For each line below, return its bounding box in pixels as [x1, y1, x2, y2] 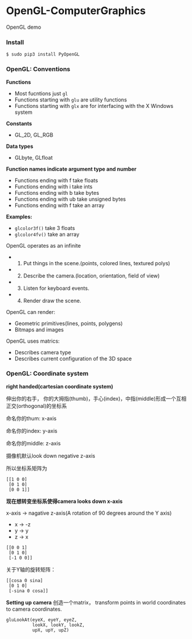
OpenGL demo [6, 23, 42, 31]
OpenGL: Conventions [6, 65, 71, 73]
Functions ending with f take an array [14, 201, 105, 209]
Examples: [6, 213, 32, 220]
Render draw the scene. [23, 297, 81, 304]
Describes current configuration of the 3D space [14, 355, 132, 362]
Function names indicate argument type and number [6, 165, 137, 173]
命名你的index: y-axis [6, 427, 57, 434]
